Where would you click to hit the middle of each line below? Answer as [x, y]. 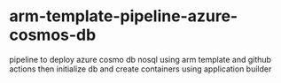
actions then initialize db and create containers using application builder [140, 69]
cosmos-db [53, 35]
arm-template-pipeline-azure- [124, 16]
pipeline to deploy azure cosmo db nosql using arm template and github [140, 59]
